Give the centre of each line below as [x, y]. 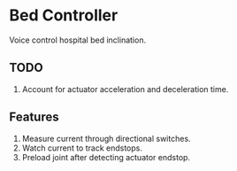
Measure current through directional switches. [107, 138]
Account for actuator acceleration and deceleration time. [125, 89]
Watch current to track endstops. [82, 148]
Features [34, 117]
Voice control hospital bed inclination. [78, 40]
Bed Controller [64, 16]
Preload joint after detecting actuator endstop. [106, 157]
